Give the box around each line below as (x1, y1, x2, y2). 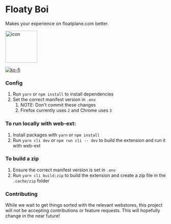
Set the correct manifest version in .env (12, 96, 96, 103)
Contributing (5, 190, 38, 197)
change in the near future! (5, 213, 60, 219)
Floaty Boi (5, 4, 49, 15)
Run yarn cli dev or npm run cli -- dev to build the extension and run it (12, 137, 166, 143)
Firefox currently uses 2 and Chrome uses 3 (20, 107, 112, 113)
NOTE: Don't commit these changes (20, 102, 96, 108)
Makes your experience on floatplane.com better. (5, 20, 109, 27)
